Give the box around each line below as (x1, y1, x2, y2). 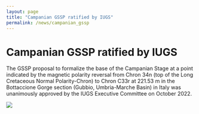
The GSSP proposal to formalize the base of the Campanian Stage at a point (6, 65, 193, 72)
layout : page (6, 8, 39, 15)
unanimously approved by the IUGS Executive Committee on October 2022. (6, 90, 192, 97)
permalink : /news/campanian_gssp (6, 20, 90, 26)
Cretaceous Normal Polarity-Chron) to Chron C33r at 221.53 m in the (6, 78, 175, 85)
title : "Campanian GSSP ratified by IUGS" (6, 14, 114, 20)
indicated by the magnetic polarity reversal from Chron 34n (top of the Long (6, 71, 194, 78)
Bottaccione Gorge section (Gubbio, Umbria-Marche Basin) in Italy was (6, 84, 181, 91)
